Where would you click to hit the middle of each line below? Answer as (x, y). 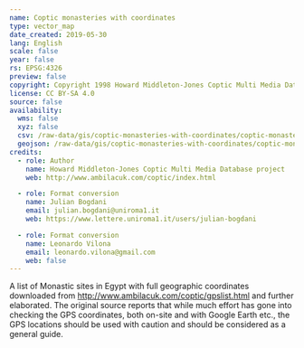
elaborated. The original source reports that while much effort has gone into (151, 306)
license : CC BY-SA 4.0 (52, 93)
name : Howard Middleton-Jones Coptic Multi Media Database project (155, 169)
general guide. (36, 334)
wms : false (38, 118)
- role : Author (46, 160)
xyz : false (38, 127)
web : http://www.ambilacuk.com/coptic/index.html (121, 177)
